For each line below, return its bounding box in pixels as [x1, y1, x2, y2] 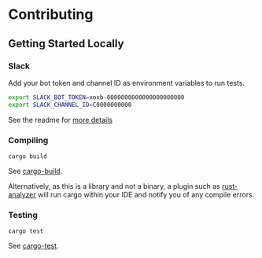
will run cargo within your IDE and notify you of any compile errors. [38, 190, 255, 199]
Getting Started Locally [8, 37, 124, 50]
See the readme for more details [8, 115, 113, 124]
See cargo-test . [8, 241, 59, 251]
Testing [8, 209, 38, 220]
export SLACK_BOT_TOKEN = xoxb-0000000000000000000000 [8, 93, 185, 101]
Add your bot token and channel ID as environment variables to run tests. [8, 78, 245, 87]
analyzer [8, 190, 37, 199]
